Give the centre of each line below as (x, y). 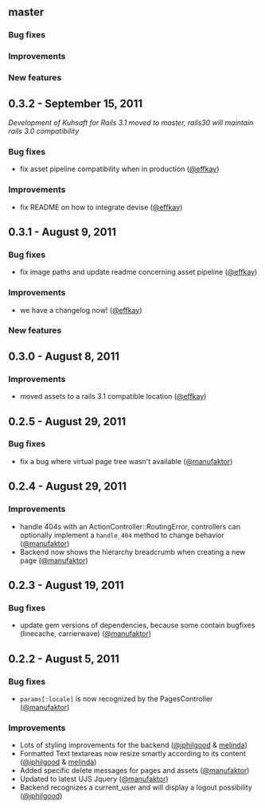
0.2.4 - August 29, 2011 (68, 487)
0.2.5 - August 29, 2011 (67, 422)
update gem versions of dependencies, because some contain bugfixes (137, 625)
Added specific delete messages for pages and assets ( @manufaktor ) (134, 771)
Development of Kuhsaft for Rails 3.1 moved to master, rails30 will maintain (131, 123)
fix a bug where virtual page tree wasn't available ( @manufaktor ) (126, 461)
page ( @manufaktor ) (54, 560)
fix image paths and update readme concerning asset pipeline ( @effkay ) (138, 272)
